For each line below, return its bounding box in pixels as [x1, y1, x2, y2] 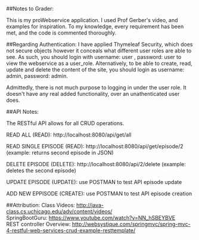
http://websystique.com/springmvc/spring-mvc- [71, 220, 191, 227]
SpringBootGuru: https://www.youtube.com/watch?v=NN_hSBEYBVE [6, 214, 176, 221]
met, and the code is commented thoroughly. [6, 29, 117, 36]
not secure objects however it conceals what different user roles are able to [6, 47, 192, 54]
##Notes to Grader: [6, 5, 54, 12]
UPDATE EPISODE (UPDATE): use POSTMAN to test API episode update [6, 179, 182, 185]
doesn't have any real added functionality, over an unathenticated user [6, 91, 180, 97]
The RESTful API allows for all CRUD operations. [6, 120, 125, 127]
